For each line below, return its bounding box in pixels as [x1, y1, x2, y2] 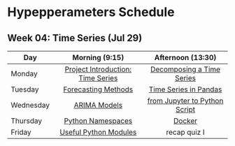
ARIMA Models [73, 101, 123, 110]
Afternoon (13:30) [154, 53, 217, 62]
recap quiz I [166, 127, 205, 137]
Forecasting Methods [63, 85, 134, 94]
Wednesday [10, 101, 50, 110]
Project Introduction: [64, 64, 132, 74]
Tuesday [10, 85, 39, 94]
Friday [10, 127, 31, 137]
